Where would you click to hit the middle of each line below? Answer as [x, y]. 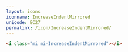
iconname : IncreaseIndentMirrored [48, 17]
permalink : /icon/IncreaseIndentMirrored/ [59, 28]
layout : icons [23, 11]
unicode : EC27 [23, 22]
